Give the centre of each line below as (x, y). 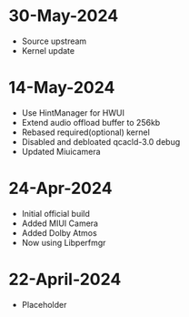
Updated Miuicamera (61, 151)
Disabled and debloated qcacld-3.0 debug (101, 141)
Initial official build (55, 213)
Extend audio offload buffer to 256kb (91, 122)
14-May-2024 (62, 88)
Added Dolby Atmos (59, 232)
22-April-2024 (65, 280)
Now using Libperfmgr (64, 242)
